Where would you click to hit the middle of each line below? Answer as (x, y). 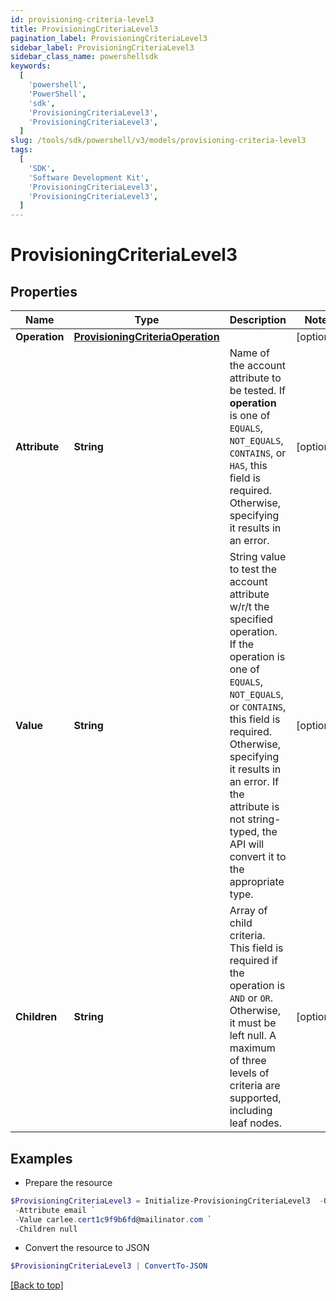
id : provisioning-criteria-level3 (82, 19)
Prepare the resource (68, 1182)
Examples (41, 1158)
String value (258, 557)
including (251, 1111)
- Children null (46, 1229)
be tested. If (257, 391)
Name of (249, 353)
